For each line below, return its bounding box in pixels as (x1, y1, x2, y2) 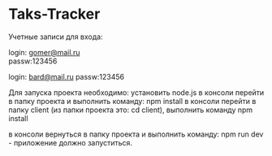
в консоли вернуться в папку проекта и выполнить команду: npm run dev (8, 129, 264, 139)
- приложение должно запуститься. (8, 137, 132, 147)
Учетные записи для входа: (8, 32, 103, 41)
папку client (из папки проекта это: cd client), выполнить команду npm (8, 105, 253, 115)
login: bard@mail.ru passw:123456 (8, 71, 124, 81)
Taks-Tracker (8, 5, 101, 24)
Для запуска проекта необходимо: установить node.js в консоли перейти (8, 87, 265, 97)
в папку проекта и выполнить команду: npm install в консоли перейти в (8, 96, 257, 106)
